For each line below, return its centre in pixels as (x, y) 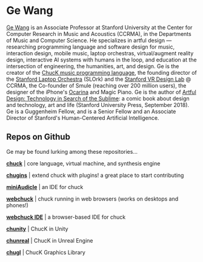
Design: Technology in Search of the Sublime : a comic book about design (98, 98)
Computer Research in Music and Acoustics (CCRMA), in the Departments (99, 33)
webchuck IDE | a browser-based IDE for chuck (66, 217)
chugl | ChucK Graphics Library (46, 252)
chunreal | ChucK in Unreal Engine (50, 240)
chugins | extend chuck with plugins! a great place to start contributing (95, 175)
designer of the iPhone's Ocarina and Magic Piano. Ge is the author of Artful (101, 92)
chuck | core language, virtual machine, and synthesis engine (83, 163)
